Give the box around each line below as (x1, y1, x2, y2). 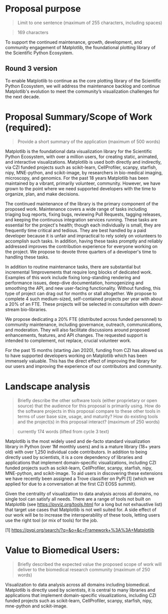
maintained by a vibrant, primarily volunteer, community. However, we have (5, 180, 160, 186)
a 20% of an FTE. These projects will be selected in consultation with (5, 301, 148, 307)
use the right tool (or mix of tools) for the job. (5, 517, 98, 523)
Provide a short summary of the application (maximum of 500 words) (17, 139, 160, 145)
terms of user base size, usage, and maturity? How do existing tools (17, 413, 158, 419)
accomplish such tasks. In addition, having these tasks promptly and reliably (5, 238, 163, 244)
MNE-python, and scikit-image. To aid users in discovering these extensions (5, 470, 163, 476)
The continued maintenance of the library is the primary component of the (5, 200, 159, 206)
